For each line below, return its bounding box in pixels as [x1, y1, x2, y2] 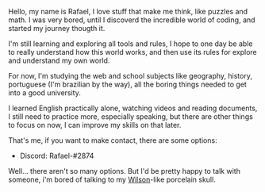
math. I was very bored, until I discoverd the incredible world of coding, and [8, 15, 255, 25]
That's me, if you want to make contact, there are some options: [8, 136, 217, 145]
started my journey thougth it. [8, 24, 106, 33]
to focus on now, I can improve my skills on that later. [8, 121, 182, 129]
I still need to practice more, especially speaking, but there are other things [8, 112, 254, 121]
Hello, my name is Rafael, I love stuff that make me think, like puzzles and [8, 7, 248, 16]
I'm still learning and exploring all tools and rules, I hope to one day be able [8, 39, 253, 48]
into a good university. [8, 88, 82, 98]
